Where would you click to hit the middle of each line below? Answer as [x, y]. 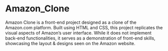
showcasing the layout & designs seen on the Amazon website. [70, 43]
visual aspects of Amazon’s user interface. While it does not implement [78, 33]
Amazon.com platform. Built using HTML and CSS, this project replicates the [84, 27]
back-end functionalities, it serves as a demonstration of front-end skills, [80, 38]
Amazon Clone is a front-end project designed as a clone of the [71, 22]
